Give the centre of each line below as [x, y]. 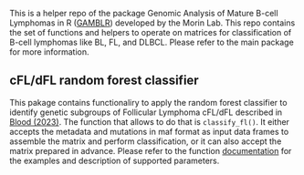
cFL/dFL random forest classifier [104, 81]
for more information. [49, 52]
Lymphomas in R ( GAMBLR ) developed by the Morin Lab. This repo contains [152, 23]
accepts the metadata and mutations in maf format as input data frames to [149, 131]
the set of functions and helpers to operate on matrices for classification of [151, 32]
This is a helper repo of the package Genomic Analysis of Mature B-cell [144, 13]
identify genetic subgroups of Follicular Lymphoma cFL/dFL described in [146, 112]
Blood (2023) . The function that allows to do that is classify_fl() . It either [150, 121]
